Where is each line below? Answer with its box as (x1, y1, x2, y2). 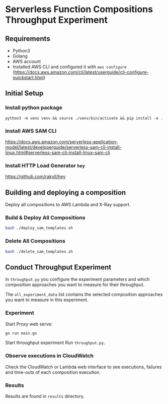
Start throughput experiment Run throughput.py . (5, 339, 106, 346)
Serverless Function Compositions (5, 4, 153, 15)
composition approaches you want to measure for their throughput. (5, 281, 145, 288)
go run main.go (5, 330, 37, 336)
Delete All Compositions (5, 238, 65, 245)
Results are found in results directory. (5, 393, 85, 399)
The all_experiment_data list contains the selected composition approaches (5, 292, 163, 298)
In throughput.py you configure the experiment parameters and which (5, 276, 150, 282)
